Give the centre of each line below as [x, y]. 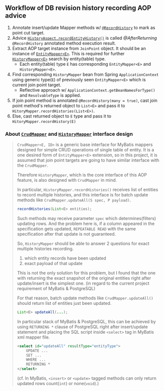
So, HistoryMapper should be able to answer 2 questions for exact [83, 243]
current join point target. [36, 85]
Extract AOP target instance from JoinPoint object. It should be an [79, 48]
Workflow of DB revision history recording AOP [78, 8]
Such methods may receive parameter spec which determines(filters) [86, 218]
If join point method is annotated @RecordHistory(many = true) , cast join [85, 100]
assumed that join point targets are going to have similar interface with [88, 160]
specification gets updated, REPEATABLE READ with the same [76, 229]
